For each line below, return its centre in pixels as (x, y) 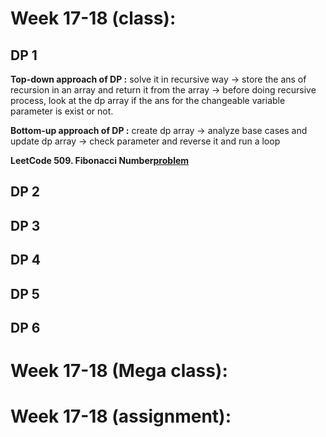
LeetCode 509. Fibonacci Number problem (100, 160)
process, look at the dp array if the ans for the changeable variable (148, 100)
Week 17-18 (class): (93, 18)
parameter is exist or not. (62, 111)
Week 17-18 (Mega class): (119, 371)
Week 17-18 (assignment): (121, 416)
